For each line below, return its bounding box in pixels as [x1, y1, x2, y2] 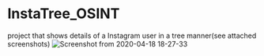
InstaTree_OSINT [7, 5, 120, 23]
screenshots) [7, 39, 51, 48]
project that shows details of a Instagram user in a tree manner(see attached [7, 31, 257, 40]
